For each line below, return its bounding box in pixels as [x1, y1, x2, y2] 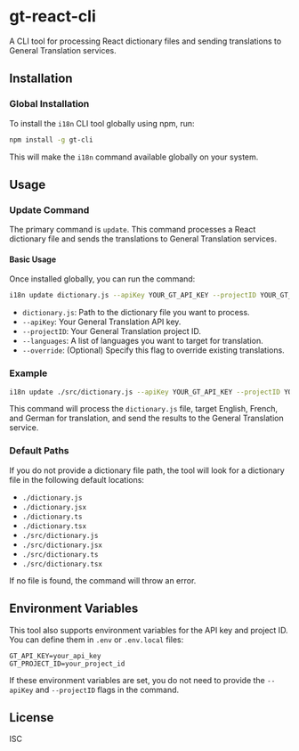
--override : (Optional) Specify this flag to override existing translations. [21, 345, 285, 355]
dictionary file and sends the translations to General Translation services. [9, 233, 278, 244]
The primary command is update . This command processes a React [9, 224, 256, 235]
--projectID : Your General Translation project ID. [21, 326, 202, 337]
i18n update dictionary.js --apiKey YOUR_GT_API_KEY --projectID [9, 291, 256, 300]
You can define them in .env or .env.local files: [9, 634, 184, 645]
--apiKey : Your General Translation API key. [21, 316, 182, 327]
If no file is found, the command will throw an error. [9, 575, 197, 585]
